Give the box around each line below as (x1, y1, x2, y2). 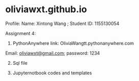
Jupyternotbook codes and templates (12, 70, 92, 76)
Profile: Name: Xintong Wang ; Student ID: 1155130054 (5, 20, 120, 26)
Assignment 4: (5, 30, 36, 36)
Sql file (12, 60, 28, 66)
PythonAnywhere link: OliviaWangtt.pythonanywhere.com (12, 40, 134, 46)
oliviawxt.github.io (5, 4, 87, 15)
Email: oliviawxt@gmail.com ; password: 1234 (5, 50, 100, 56)
